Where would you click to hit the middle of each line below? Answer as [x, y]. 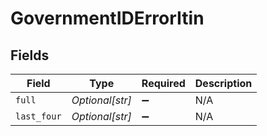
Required [163, 83]
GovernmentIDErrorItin [107, 18]
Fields [30, 55]
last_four [38, 116]
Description [223, 83]
